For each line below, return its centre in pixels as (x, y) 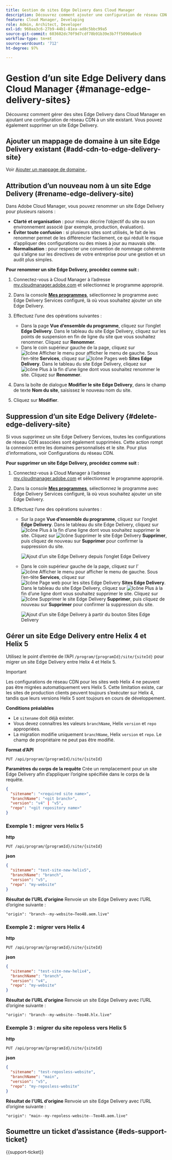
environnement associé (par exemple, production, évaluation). (79, 227)
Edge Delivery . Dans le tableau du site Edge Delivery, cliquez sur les (93, 331)
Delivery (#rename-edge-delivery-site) (70, 194)
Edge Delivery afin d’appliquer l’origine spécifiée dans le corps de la (78, 774)
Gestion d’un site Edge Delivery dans (86, 78)
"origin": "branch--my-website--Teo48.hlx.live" (59, 1015)
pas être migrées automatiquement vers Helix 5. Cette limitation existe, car (85, 687)
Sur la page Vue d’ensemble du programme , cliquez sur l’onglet (89, 519)
